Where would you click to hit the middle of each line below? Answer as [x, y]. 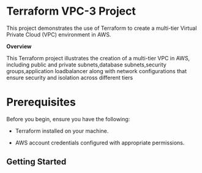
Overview [19, 46]
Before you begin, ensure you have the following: [68, 119]
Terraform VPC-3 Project [71, 11]
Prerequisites [41, 102]
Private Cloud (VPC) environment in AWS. [59, 34]
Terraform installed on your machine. [62, 131]
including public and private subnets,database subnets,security [86, 65]
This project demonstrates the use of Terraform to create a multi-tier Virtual [102, 28]
